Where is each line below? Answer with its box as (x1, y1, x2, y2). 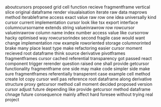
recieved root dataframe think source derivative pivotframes (5, 50, 125, 56)
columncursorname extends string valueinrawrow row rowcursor (5, 25, 135, 31)
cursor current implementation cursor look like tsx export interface (5, 19, 139, 25)
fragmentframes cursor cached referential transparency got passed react (5, 56, 152, 61)
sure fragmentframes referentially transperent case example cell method (5, 71, 151, 76)
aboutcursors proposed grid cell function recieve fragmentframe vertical (5, 4, 150, 10)
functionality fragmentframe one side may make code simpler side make (5, 66, 150, 72)
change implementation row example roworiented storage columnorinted (5, 40, 151, 46)
